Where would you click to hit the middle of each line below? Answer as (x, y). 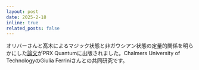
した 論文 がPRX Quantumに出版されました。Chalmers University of (98, 53)
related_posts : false (33, 28)
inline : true (22, 23)
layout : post (22, 12)
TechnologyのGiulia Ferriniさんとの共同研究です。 (67, 61)
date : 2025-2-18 (26, 17)
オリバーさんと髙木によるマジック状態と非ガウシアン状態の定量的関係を (95, 46)
